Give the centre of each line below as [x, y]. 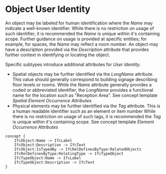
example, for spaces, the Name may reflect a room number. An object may [82, 44]
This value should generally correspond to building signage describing [85, 79]
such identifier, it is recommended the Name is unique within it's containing [83, 33]
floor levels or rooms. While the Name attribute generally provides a [82, 85]
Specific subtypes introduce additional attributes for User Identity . [73, 64]
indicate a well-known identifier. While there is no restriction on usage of [80, 28]
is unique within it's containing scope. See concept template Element [83, 122]
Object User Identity [48, 9]
